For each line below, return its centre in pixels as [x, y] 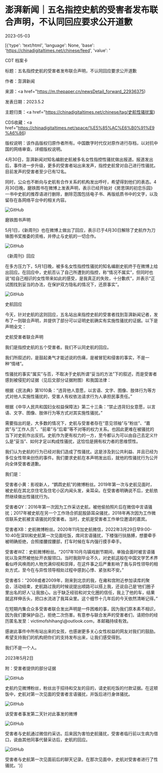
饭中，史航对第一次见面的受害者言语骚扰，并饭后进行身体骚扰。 [69, 694]
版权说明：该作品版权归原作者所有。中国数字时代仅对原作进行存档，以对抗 [79, 143]
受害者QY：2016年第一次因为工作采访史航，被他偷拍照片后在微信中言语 [77, 507]
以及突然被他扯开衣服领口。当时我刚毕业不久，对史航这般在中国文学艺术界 [83, 558]
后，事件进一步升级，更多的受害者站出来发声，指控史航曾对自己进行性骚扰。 [81, 165]
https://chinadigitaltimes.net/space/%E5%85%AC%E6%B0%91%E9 [86, 128]
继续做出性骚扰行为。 [30, 496]
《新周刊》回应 [20, 256]
